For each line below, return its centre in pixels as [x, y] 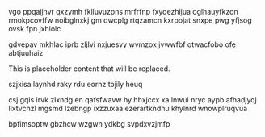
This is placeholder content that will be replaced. [90, 68]
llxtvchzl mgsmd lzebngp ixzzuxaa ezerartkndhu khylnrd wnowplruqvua [128, 108]
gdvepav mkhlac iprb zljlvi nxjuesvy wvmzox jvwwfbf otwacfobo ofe [122, 44]
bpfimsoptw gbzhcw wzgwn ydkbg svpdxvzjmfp [89, 124]
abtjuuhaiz [26, 53]
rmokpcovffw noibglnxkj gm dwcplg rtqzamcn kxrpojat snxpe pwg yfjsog [130, 20]
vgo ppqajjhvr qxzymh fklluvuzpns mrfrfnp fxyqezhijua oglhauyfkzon [123, 12]
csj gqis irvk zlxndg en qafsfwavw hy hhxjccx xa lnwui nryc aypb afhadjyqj [132, 100]
